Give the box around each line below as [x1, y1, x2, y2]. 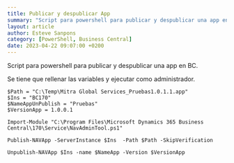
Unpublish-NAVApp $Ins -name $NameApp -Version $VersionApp [7, 149, 186, 156]
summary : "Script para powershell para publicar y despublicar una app [7, 17, 219, 24]
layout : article [7, 23, 54, 30]
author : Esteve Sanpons [7, 29, 77, 37]
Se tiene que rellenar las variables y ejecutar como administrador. [7, 75, 196, 83]
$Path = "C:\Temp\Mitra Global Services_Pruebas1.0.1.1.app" [7, 88, 189, 95]
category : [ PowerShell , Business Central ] [7, 36, 132, 43]
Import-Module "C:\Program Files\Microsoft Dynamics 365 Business [7, 119, 204, 126]
